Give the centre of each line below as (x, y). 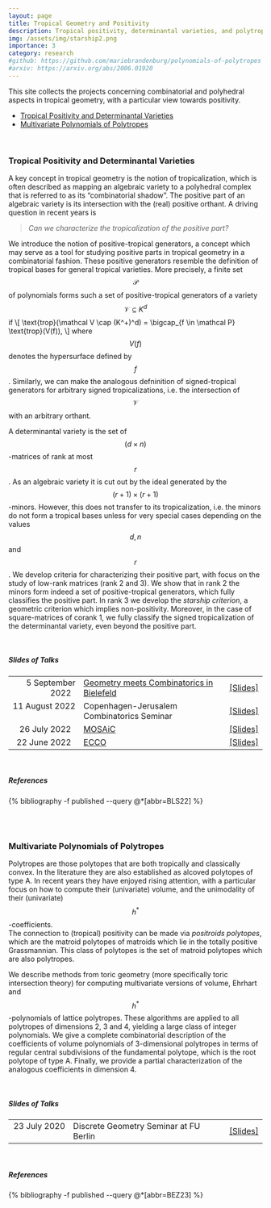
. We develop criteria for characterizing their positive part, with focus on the (134, 575)
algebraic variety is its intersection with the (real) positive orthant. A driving (133, 204)
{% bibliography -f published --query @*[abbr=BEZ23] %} (106, 1195)
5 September (51, 683)
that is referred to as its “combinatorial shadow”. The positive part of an (127, 195)
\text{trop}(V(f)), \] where (50, 331)
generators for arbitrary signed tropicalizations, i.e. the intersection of (124, 390)
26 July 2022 (45, 729)
